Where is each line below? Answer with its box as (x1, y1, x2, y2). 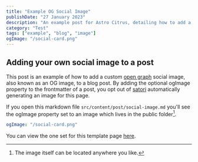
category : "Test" (6, 25, 49, 31)
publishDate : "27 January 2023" (6, 14, 85, 20)
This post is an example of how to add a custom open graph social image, (6, 73, 186, 80)
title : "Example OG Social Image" (6, 8, 91, 15)
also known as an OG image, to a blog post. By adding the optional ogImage (6, 79, 190, 86)
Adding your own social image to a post (6, 58, 154, 67)
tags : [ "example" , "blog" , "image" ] (6, 31, 96, 36)
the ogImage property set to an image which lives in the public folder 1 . (6, 109, 177, 117)
